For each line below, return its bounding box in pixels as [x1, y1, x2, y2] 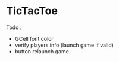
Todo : [6, 24, 22, 31]
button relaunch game [14, 47, 70, 54]
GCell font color [14, 35, 54, 42]
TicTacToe [6, 4, 58, 18]
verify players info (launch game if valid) [14, 41, 114, 49]
